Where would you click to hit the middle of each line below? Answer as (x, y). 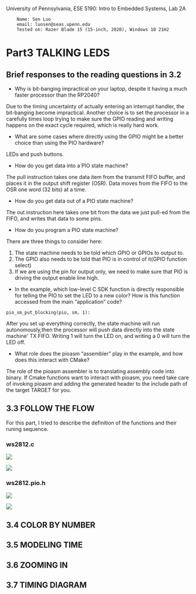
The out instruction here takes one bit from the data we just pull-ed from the (98, 212)
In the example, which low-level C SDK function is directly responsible (99, 289)
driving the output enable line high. (57, 278)
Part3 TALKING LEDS (58, 53)
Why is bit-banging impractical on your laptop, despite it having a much (101, 89)
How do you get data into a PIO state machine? (71, 165)
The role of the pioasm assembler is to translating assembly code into (90, 371)
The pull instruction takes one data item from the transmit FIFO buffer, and (96, 177)
